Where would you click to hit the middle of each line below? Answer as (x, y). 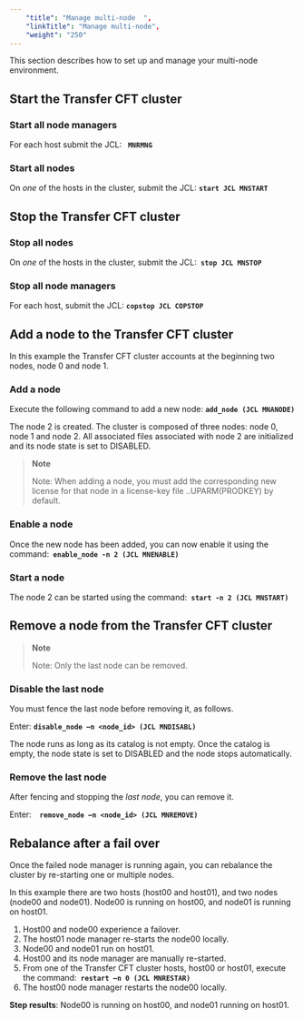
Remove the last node (58, 777)
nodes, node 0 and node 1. (59, 366)
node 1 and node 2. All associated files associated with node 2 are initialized (151, 437)
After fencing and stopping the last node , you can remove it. (122, 797)
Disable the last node (57, 689)
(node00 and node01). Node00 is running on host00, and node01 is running (151, 903)
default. (46, 500)
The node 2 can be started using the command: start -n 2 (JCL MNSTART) (149, 598)
